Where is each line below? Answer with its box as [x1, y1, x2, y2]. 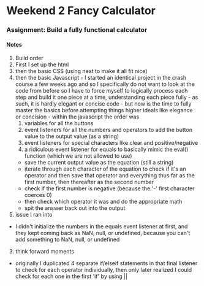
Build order [15, 55, 43, 62]
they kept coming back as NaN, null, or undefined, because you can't [15, 230, 191, 237]
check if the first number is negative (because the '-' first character [24, 185, 195, 192]
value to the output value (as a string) [24, 133, 119, 140]
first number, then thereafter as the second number [24, 179, 154, 186]
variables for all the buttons [24, 120, 94, 127]
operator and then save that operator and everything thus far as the [24, 172, 195, 179]
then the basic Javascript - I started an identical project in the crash [15, 74, 187, 82]
